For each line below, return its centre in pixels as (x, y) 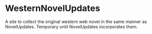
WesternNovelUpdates (53, 8)
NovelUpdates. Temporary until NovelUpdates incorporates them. (71, 26)
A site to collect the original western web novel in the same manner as (76, 22)
